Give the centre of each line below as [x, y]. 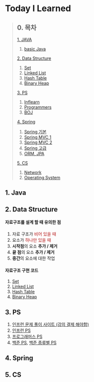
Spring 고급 [35, 148]
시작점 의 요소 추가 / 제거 [35, 246]
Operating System [42, 177]
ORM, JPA [34, 154]
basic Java [35, 49]
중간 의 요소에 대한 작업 [33, 258]
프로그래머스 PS [27, 336]
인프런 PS [21, 330]
